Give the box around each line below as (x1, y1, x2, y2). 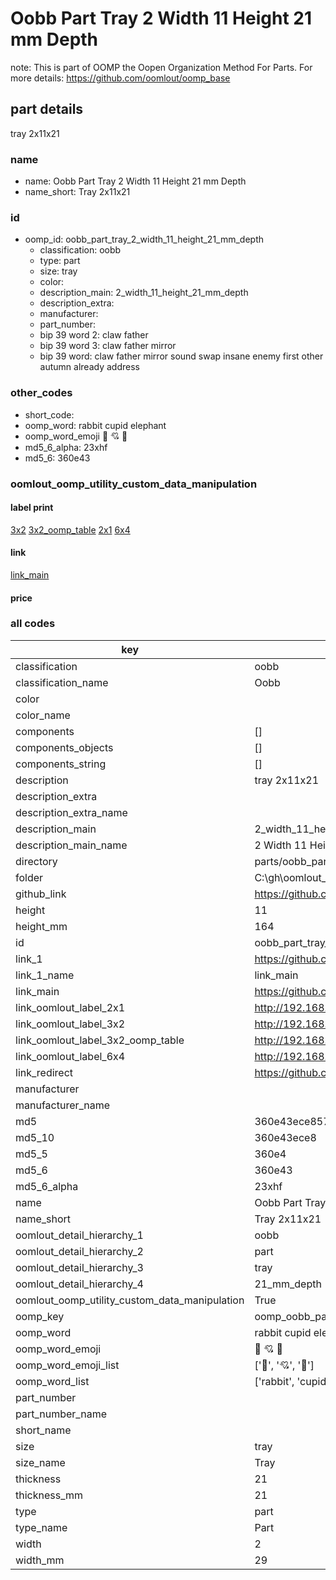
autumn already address (39, 361, 140, 373)
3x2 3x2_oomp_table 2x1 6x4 (10, 523, 131, 536)
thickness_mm (15, 1488, 84, 1502)
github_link (15, 887, 67, 901)
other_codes (10, 386, 73, 400)
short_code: (24, 408, 75, 421)
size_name (15, 1455, 66, 1469)
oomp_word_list (15, 1374, 90, 1388)
